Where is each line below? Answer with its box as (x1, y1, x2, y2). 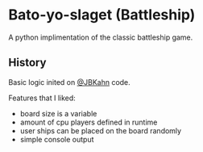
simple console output (19, 134, 94, 144)
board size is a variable (19, 108, 97, 118)
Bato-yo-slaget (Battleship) (8, 6, 196, 24)
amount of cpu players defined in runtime (19, 117, 158, 127)
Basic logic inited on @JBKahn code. (8, 77, 130, 87)
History (8, 56, 47, 70)
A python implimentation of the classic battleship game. (8, 32, 193, 42)
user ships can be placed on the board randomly (19, 125, 182, 135)
